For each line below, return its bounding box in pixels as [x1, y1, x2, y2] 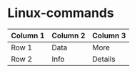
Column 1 [11, 30, 45, 40]
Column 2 [51, 30, 86, 40]
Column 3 [92, 30, 126, 40]
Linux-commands [7, 5, 114, 21]
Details [92, 54, 116, 64]
